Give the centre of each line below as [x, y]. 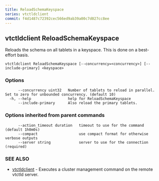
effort [11, 55]
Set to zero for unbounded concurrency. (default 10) [61, 95]
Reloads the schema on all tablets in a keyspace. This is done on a [71, 50]
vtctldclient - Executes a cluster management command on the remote [82, 169]
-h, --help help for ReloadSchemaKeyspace [70, 99]
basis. [23, 55]
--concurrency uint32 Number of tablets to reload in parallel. [86, 90]
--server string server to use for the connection [83, 142]
